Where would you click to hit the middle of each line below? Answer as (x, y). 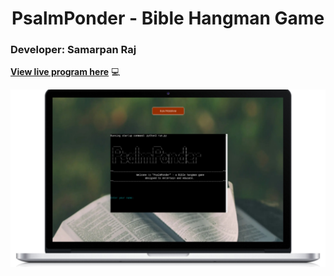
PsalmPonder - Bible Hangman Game (168, 18)
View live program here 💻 (65, 72)
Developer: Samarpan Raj (73, 50)
